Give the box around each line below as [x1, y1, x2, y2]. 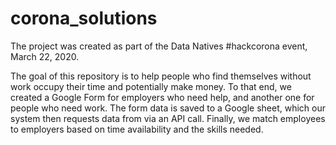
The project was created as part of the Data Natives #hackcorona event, [10, 40, 308, 52]
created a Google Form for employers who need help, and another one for [10, 91, 315, 103]
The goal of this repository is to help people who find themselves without [10, 70, 312, 82]
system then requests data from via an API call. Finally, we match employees [10, 112, 326, 124]
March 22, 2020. [10, 50, 80, 62]
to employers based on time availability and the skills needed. [10, 123, 264, 135]
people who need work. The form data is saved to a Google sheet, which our [10, 102, 326, 114]
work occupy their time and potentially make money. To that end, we [10, 80, 292, 92]
